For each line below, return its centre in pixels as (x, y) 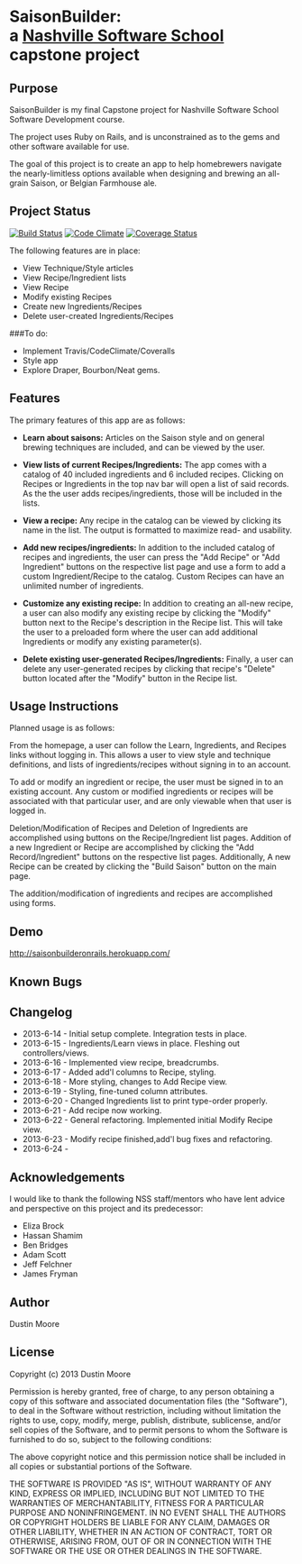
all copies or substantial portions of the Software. (101, 1466)
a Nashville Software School (117, 36)
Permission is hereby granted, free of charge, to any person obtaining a (142, 1391)
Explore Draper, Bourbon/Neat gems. (91, 370)
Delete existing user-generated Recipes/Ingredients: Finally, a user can (158, 659)
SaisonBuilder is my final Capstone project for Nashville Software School (144, 110)
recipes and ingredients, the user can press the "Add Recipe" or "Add (151, 557)
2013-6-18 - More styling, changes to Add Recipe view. (125, 1082)
